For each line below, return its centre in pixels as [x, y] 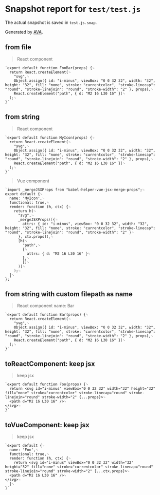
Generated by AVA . [24, 32]
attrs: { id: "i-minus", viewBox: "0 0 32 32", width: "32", [86, 224]
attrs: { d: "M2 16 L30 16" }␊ [59, 254]
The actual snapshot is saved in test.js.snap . [51, 22]
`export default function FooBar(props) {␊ [50, 68]
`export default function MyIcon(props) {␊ [50, 137]
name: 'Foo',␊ [24, 450]
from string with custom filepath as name [69, 294]
